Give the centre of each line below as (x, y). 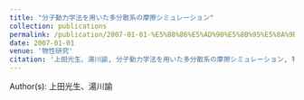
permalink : (30, 34)
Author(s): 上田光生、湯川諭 (61, 86)
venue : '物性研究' (42, 51)
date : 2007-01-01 (42, 43)
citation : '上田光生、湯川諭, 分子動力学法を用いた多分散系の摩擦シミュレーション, (149, 59)
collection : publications (58, 26)
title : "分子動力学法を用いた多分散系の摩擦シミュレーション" (112, 18)
